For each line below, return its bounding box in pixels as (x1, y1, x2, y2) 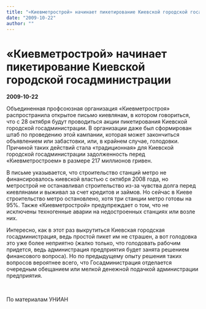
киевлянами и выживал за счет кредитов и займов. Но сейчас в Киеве (6, 188, 193, 196)
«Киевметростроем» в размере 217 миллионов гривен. (6, 157, 153, 164)
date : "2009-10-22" (6, 15, 56, 21)
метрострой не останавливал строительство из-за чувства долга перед (6, 182, 196, 189)
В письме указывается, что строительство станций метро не (6, 169, 167, 177)
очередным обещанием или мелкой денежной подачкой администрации (6, 265, 199, 273)
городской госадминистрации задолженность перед (6, 151, 145, 158)
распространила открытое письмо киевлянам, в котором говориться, (6, 112, 191, 119)
